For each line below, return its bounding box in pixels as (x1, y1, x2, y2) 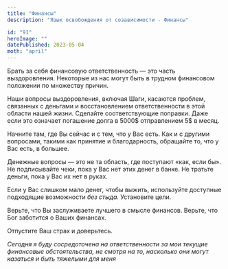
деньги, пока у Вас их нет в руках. (7, 172, 108, 180)
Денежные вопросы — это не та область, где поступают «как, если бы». (7, 158, 222, 165)
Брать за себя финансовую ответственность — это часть (7, 67, 176, 75)
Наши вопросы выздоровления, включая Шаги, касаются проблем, (7, 95, 206, 103)
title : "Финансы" (7, 10, 57, 17)
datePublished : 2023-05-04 (7, 42, 84, 49)
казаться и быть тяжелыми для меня (7, 255, 117, 263)
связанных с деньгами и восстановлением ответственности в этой (7, 102, 205, 110)
